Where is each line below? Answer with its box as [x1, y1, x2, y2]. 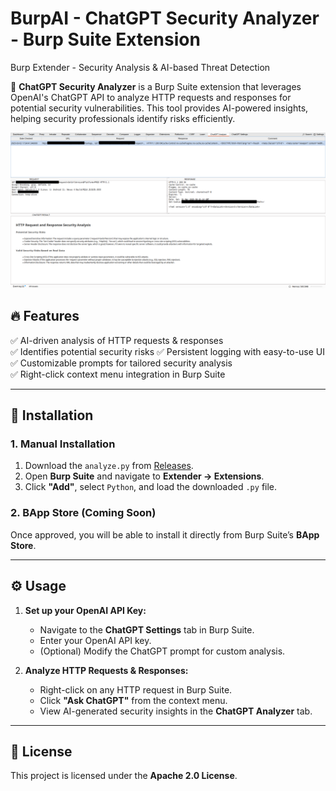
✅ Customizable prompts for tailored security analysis [10, 357, 233, 369]
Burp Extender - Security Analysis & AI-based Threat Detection [10, 61, 271, 73]
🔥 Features [10, 308, 80, 325]
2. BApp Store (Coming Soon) [10, 506, 157, 520]
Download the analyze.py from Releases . [24, 460, 194, 472]
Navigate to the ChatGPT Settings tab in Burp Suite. [39, 623, 255, 636]
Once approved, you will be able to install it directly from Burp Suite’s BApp [10, 528, 320, 541]
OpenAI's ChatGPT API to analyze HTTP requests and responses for [10, 91, 292, 103]
